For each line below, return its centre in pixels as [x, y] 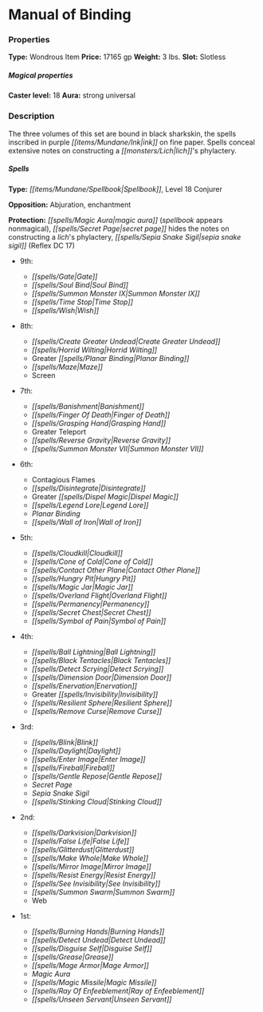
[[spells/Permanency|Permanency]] [90, 604]
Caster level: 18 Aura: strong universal [72, 95]
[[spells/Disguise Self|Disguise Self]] [92, 948]
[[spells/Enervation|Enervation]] [84, 685]
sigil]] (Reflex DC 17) [42, 245]
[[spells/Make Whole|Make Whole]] [90, 858]
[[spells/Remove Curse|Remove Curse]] [96, 711]
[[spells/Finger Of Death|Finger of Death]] [101, 415]
